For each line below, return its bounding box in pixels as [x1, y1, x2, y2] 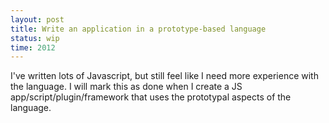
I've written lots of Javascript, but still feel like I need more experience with [10, 70, 319, 82]
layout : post [10, 14, 65, 25]
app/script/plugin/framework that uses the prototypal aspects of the [10, 91, 292, 103]
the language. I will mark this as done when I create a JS [10, 81, 243, 93]
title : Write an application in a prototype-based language [10, 24, 267, 34]
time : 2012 [10, 42, 56, 53]
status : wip [10, 33, 60, 43]
